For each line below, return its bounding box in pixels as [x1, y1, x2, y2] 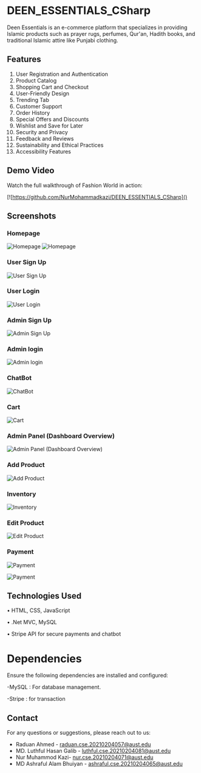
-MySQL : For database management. [7, 684, 101, 691]
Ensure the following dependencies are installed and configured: [7, 672, 169, 679]
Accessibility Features [15, 148, 72, 155]
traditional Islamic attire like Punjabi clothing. [7, 36, 118, 44]
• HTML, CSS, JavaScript [7, 607, 70, 614]
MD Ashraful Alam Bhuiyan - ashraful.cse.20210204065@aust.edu [15, 760, 183, 768]
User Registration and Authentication [15, 70, 109, 78]
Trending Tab [15, 96, 49, 103]
